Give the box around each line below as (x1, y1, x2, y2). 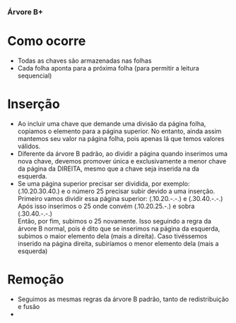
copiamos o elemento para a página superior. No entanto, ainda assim (17, 127, 222, 135)
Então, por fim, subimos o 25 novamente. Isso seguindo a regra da (17, 217, 212, 225)
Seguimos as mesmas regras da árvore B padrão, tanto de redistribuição (17, 295, 230, 303)
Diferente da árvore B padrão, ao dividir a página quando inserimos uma (17, 149, 228, 158)
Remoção (7, 272, 64, 287)
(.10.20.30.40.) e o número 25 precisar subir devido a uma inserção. (17, 187, 216, 195)
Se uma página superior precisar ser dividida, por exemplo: (17, 179, 190, 188)
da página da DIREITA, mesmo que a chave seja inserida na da (17, 164, 200, 173)
